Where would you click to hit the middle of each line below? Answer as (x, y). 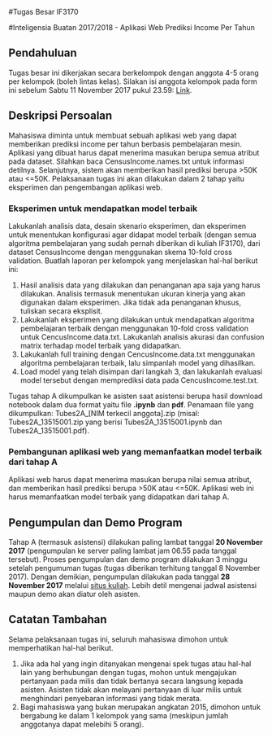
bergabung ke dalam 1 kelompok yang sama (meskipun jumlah (124, 715)
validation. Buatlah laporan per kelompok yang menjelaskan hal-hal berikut (133, 261)
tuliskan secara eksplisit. (61, 311)
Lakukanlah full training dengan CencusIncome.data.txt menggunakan (138, 354)
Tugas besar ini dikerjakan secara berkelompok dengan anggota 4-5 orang (134, 72)
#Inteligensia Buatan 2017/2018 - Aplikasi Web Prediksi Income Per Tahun (132, 27)
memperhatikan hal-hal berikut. (61, 647)
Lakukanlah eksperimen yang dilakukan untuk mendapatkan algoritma (137, 319)
